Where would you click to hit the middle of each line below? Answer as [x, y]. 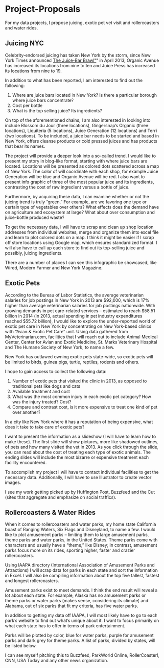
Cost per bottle [27, 105]
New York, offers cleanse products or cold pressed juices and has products [81, 141]
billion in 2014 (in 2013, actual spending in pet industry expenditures [74, 316]
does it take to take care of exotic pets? [45, 427]
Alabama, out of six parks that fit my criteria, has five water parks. [71, 606]
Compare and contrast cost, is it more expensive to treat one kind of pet [85, 407]
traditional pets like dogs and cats [46, 386]
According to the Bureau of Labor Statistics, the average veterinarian [74, 295]
